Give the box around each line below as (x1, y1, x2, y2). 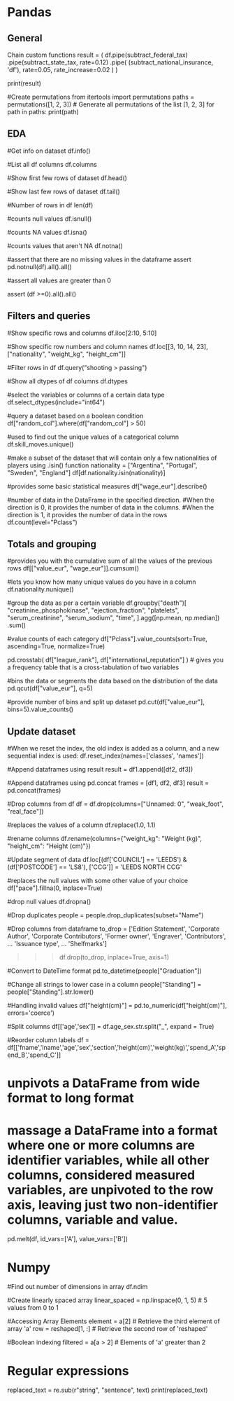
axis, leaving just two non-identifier (7, 1196, 219, 1212)
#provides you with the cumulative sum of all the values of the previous (7, 556, 213, 565)
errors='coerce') (7, 1009, 54, 1017)
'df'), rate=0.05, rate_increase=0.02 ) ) (7, 66, 118, 74)
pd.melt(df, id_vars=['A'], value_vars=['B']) (7, 1235, 128, 1243)
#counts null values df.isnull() (7, 214, 92, 223)
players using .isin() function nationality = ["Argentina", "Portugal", (7, 460, 198, 470)
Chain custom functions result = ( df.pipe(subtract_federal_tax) (7, 50, 189, 59)
